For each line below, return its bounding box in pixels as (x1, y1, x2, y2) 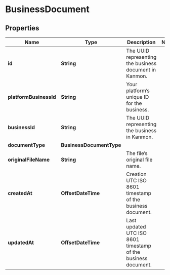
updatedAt (8, 239, 34, 246)
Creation (126, 171, 147, 178)
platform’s (126, 87, 150, 94)
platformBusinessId (8, 94, 56, 100)
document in (126, 66, 156, 73)
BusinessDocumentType (60, 142, 121, 148)
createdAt (8, 190, 33, 197)
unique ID (126, 94, 149, 100)
